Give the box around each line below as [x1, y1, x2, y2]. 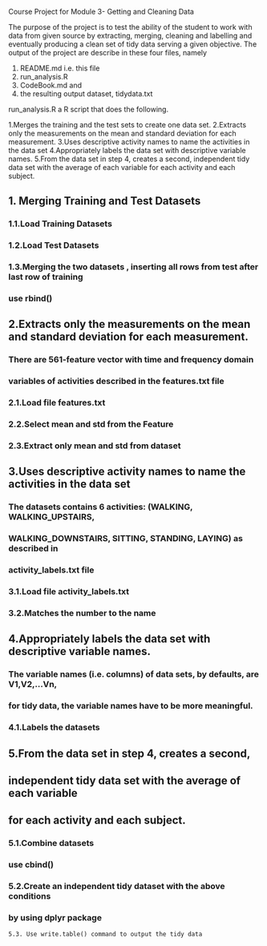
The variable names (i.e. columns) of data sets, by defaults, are [8, 669, 259, 680]
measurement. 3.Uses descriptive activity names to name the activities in [8, 137, 250, 147]
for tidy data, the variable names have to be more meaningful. [8, 701, 254, 712]
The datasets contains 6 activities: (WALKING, [8, 501, 193, 512]
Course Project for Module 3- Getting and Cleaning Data [8, 7, 195, 16]
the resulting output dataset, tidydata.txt [19, 89, 153, 99]
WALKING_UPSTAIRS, [8, 511, 95, 523]
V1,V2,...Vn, [8, 679, 58, 690]
